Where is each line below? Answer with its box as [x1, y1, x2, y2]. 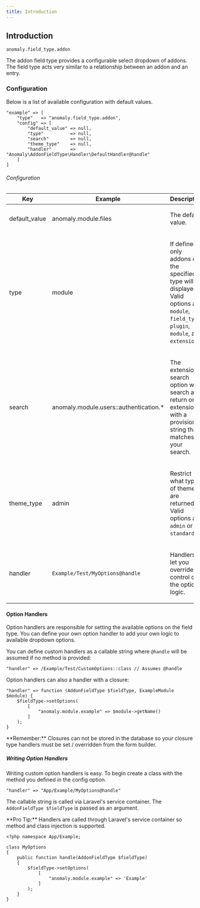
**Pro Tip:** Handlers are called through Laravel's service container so [6, 816, 183, 823]
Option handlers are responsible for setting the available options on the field [6, 624, 193, 631]
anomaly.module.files [52, 214, 112, 222]
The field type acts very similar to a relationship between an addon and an [6, 63, 188, 70]
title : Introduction [6, 8, 58, 15]
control [170, 573, 190, 581]
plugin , [170, 321, 190, 330]
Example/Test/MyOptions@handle [52, 570, 141, 577]
